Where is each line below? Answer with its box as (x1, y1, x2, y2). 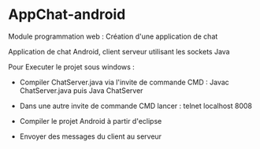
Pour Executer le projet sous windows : (8, 61, 136, 72)
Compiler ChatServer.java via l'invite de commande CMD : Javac (19, 77, 230, 87)
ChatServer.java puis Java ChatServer (19, 85, 143, 95)
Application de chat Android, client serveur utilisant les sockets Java (8, 47, 230, 56)
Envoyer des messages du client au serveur (19, 132, 162, 141)
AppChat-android (8, 6, 126, 24)
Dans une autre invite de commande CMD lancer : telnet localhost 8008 (19, 101, 252, 110)
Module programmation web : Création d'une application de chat (8, 32, 218, 41)
